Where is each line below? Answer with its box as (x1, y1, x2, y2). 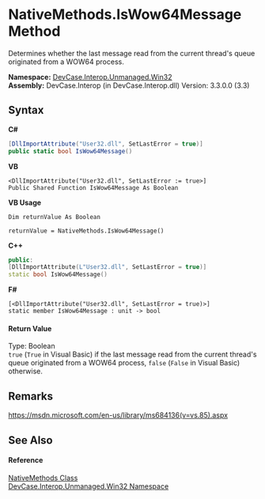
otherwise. (8, 366, 44, 376)
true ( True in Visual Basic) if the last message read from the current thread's (8, 350, 257, 359)
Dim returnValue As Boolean (8, 213, 101, 221)
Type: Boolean (8, 342, 55, 351)
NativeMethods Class (8, 473, 78, 482)
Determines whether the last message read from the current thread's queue (8, 48, 256, 58)
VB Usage (8, 198, 42, 207)
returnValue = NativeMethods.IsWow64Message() (8, 227, 165, 235)
